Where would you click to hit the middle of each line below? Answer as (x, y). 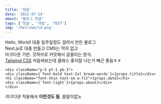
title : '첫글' (18, 10)
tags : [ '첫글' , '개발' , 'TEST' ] (36, 23)
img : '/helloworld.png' (29, 28)
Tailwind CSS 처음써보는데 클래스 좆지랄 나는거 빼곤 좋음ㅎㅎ (63, 61)
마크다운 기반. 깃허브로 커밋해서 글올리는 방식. (49, 55)
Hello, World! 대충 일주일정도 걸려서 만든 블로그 (50, 42)
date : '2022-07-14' (25, 14)
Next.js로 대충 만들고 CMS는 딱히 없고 (41, 48)
